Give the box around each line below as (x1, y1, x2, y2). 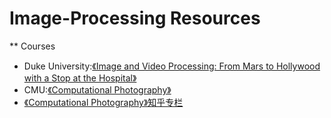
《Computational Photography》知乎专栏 (23, 96, 184, 108)
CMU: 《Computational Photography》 (23, 83, 172, 96)
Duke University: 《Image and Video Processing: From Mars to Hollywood (23, 60, 321, 72)
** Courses (9, 40, 56, 52)
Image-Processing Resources (9, 7, 261, 30)
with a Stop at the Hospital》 (23, 72, 137, 84)
